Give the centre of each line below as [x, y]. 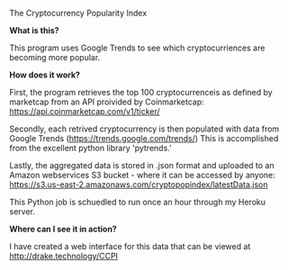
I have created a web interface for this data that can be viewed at [130, 246]
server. [22, 211]
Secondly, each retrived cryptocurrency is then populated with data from [144, 129]
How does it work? [45, 75]
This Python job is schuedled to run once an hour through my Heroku [137, 202]
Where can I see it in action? [63, 229]
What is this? [35, 30]
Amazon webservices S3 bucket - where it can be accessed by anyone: [143, 175]
